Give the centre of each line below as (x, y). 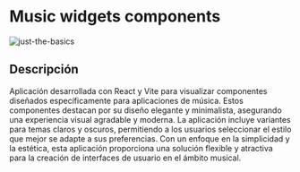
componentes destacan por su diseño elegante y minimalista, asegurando (146, 110)
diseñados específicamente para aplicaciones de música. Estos (126, 100)
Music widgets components (115, 17)
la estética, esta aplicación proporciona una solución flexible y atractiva (141, 148)
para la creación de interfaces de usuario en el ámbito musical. (125, 158)
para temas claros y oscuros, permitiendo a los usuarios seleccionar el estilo (150, 129)
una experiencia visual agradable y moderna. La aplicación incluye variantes (150, 119)
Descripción (44, 69)
